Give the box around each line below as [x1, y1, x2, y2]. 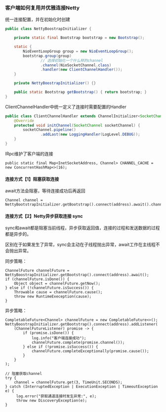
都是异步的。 [5, 231, 31, 237]
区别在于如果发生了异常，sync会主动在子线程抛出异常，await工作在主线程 [5, 242, 156, 247]
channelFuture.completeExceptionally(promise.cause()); [31, 349, 149, 354]
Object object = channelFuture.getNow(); [14, 281, 100, 286]
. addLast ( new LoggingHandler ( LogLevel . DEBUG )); [40, 132, 140, 137]
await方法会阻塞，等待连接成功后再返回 [5, 188, 85, 194]
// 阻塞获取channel [5, 371, 42, 376]
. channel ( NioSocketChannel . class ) [40, 63, 112, 68]
